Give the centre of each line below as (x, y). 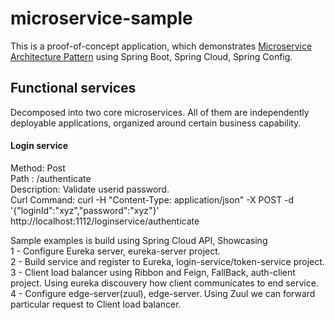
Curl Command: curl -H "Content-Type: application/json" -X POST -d (152, 199)
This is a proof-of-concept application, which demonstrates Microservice (161, 46)
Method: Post (38, 168)
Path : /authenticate (51, 178)
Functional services (73, 88)
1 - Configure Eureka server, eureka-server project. (115, 251)
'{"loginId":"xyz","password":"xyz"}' (85, 210)
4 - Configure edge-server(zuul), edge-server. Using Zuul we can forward (163, 293)
